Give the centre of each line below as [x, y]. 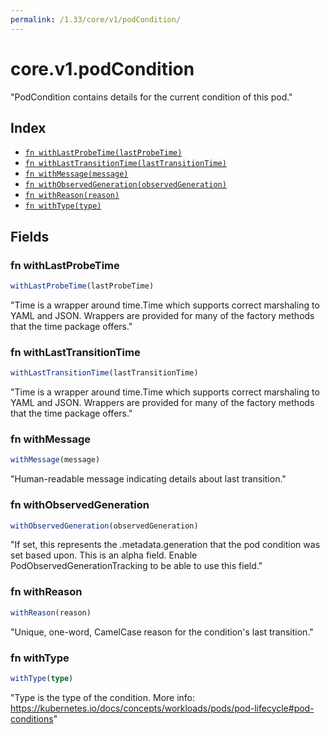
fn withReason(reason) [72, 196]
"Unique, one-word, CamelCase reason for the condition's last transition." [162, 632]
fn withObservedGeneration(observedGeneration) [125, 185]
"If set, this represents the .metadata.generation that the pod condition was [165, 545]
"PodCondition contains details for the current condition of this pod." [151, 97]
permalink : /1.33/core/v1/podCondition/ [96, 19]
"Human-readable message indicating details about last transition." [148, 479]
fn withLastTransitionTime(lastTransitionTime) [125, 164]
